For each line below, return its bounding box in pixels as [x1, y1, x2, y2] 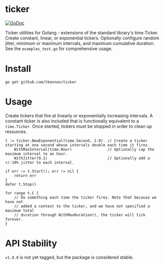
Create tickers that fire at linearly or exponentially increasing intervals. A [5, 112, 153, 118]
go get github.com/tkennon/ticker [5, 79, 77, 84]
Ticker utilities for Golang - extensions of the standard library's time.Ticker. [5, 29, 159, 35]
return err [14, 173, 37, 178]
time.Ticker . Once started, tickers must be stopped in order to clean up [5, 123, 152, 129]
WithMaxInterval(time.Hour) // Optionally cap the [14, 147, 155, 152]
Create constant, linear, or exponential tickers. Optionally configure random [5, 35, 160, 41]
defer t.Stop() [5, 182, 37, 187]
